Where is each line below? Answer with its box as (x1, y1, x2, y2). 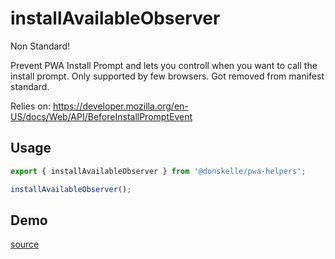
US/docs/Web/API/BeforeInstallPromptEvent (10, 110, 193, 122)
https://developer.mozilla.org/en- (52, 100, 189, 112)
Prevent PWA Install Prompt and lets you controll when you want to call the (10, 59, 318, 71)
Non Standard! (10, 40, 70, 52)
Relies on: (10, 100, 51, 112)
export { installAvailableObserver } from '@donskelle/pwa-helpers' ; (10, 166, 307, 176)
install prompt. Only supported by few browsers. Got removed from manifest (10, 70, 325, 82)
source (10, 238, 40, 251)
